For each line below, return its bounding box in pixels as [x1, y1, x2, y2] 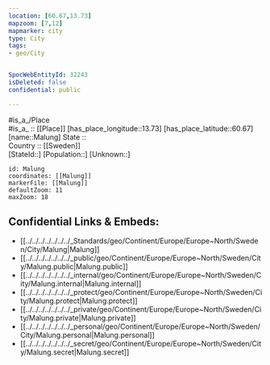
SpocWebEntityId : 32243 [8, 71, 89, 79]
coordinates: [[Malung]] [8, 172, 92, 180]
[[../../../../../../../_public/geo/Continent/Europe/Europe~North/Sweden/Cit [19, 253, 261, 263]
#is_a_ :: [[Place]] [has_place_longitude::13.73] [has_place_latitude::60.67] [8, 123, 254, 133]
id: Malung [8, 164, 45, 173]
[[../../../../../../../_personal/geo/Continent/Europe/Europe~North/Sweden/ [19, 321, 260, 331]
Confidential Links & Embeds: [8, 215, 160, 229]
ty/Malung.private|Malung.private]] [19, 313, 136, 323]
